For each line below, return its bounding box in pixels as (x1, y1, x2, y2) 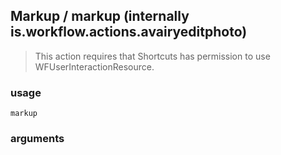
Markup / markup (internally (10, 8, 190, 25)
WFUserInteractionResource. (34, 60, 155, 73)
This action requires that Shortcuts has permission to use (34, 50, 271, 62)
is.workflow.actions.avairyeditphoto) (10, 24, 248, 41)
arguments (10, 132, 65, 146)
